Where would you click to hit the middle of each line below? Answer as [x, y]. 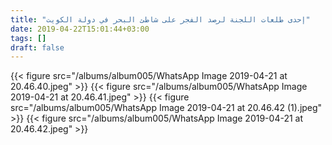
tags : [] [28, 38]
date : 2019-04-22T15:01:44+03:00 [80, 29]
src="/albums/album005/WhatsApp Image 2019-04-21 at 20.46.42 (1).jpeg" [166, 108]
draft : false [37, 47]
